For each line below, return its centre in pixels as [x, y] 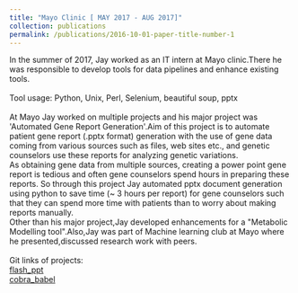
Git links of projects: [46, 261]
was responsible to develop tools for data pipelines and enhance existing [144, 69]
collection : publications [57, 26]
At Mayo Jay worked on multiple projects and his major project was [134, 117]
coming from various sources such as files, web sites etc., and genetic [140, 146]
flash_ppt [26, 270]
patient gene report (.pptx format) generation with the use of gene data [141, 137]
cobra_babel [32, 280]
